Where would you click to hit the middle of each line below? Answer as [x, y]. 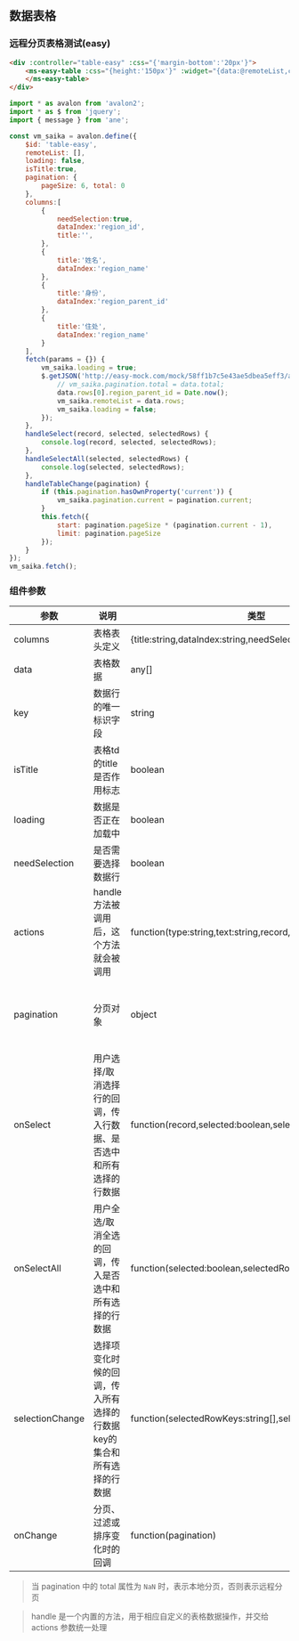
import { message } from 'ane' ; [69, 120]
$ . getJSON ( [61, 377]
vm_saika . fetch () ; [43, 567]
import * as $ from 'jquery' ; [65, 112]
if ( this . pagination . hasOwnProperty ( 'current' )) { [137, 492]
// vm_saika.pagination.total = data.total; [141, 385]
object [144, 1015]
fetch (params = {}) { [65, 360]
